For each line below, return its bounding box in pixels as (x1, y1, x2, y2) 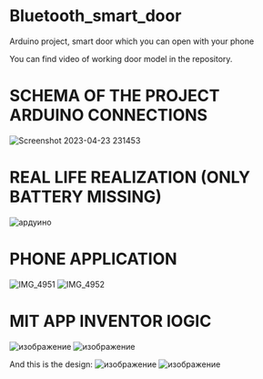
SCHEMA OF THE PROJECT (9, 86, 220, 106)
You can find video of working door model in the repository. (9, 53, 233, 64)
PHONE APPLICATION (9, 248, 177, 269)
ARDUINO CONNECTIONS (9, 105, 207, 126)
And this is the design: (9, 358, 94, 370)
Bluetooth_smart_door (9, 5, 182, 26)
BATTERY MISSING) (9, 186, 162, 207)
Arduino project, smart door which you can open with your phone (9, 36, 255, 47)
